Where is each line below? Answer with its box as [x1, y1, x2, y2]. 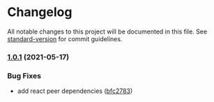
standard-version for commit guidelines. [7, 34, 123, 43]
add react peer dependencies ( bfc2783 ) [17, 87, 133, 95]
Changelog [7, 4, 72, 20]
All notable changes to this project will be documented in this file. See [7, 27, 208, 36]
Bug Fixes [7, 71, 42, 80]
